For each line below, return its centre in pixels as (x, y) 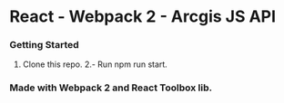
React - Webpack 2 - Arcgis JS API (142, 17)
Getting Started (44, 45)
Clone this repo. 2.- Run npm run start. (95, 64)
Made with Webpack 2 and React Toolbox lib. (111, 88)
